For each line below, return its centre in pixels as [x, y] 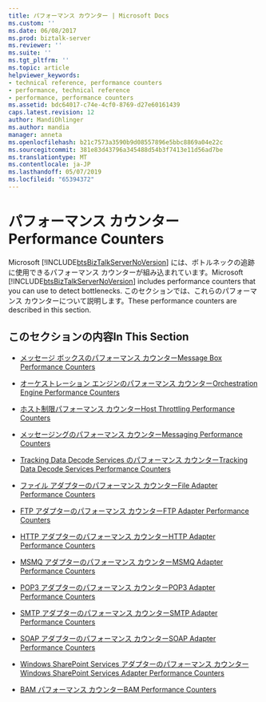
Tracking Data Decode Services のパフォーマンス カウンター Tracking [134, 459]
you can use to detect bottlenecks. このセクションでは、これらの [115, 291]
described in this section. [50, 310]
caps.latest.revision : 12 [51, 113]
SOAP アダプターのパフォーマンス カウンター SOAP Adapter [118, 638]
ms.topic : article [39, 68]
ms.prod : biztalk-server [50, 38]
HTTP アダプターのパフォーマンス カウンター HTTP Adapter [117, 536]
